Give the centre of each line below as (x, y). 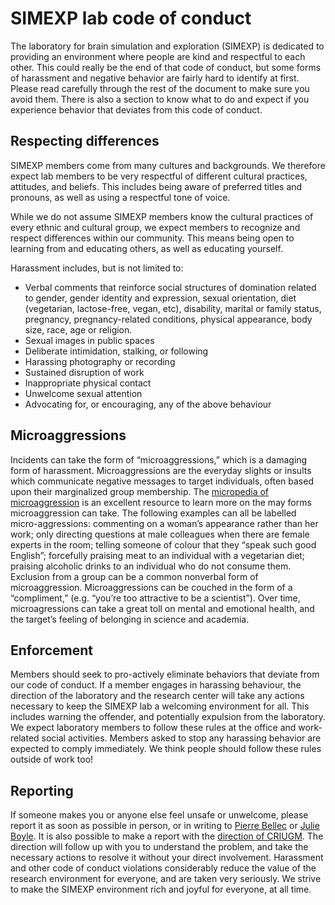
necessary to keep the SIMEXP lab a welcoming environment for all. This (160, 706)
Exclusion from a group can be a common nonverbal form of (134, 576)
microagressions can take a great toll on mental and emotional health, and (162, 608)
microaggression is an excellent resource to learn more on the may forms (161, 502)
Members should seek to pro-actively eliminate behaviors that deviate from (165, 674)
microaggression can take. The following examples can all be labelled (153, 513)
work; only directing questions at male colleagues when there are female (160, 534)
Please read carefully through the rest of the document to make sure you (160, 88)
